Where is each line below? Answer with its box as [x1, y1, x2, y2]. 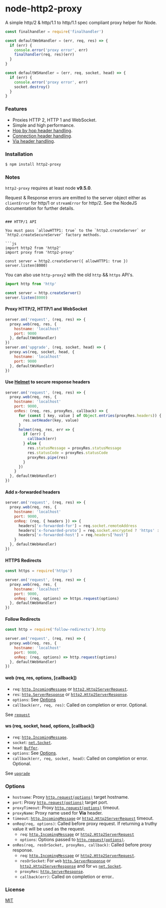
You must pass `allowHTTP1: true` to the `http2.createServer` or [5, 228, 146, 233]
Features [5, 105, 27, 112]
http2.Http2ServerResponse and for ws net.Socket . [19, 863, 123, 869]
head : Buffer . [12, 745, 39, 751]
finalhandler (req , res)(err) [14, 52, 75, 57]
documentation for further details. [5, 205, 75, 211]
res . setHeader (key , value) [23, 418, 79, 423]
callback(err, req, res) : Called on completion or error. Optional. [12, 702, 148, 708]
